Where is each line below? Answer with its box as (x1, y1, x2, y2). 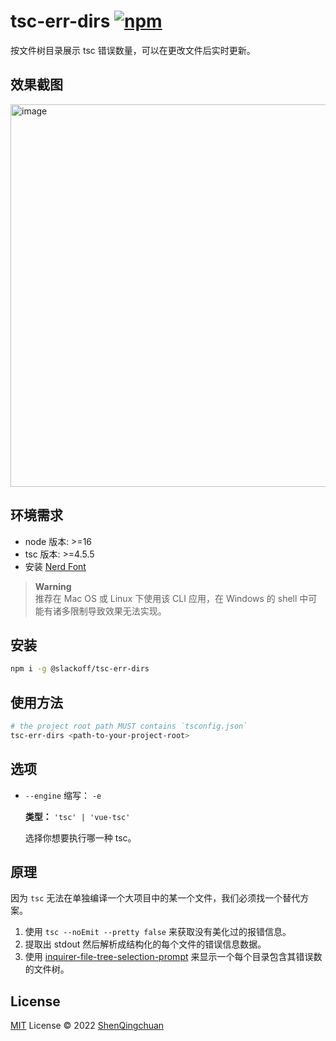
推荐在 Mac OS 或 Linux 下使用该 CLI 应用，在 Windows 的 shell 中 (34, 592, 309, 604)
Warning (34, 580, 72, 592)
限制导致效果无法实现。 (69, 605, 167, 617)
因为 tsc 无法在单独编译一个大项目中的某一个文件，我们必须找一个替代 (10, 892, 301, 904)
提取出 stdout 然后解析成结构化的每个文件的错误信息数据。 (24, 938, 267, 950)
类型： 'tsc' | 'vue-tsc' (24, 810, 131, 822)
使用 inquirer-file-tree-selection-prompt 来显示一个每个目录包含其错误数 (24, 951, 323, 963)
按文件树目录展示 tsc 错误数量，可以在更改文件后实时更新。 (10, 44, 256, 56)
